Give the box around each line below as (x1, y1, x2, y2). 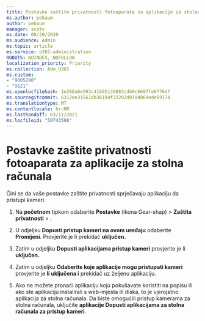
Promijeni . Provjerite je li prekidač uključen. (15, 233, 126, 241)
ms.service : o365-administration (6, 49, 92, 55)
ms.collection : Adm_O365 (6, 66, 70, 72)
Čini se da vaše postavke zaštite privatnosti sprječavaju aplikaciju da (6, 190, 179, 197)
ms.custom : (6, 72, 34, 78)
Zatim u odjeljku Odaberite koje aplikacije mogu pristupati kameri (15, 263, 183, 271)
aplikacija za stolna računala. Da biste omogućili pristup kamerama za (15, 295, 190, 302)
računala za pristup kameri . (15, 308, 87, 315)
